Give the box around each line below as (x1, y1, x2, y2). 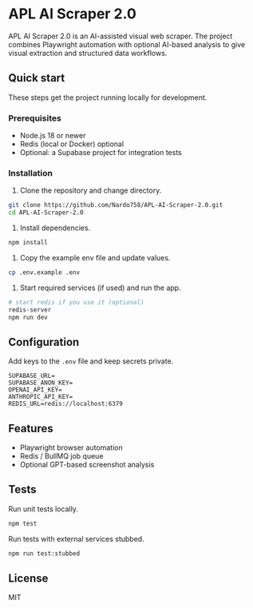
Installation (8, 167, 53, 178)
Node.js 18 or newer (19, 131, 86, 141)
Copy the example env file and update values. (19, 252, 171, 262)
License (8, 572, 49, 586)
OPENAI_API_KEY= (8, 386, 62, 394)
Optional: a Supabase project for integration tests (19, 148, 182, 157)
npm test (8, 519, 38, 527)
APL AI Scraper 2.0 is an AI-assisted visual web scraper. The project (8, 31, 233, 41)
